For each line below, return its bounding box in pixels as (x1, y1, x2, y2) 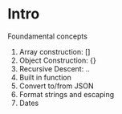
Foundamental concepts (7, 31, 87, 41)
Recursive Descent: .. (18, 63, 90, 73)
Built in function (18, 72, 71, 82)
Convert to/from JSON (18, 81, 94, 91)
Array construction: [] (18, 47, 91, 56)
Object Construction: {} (18, 55, 97, 65)
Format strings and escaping (18, 89, 114, 99)
